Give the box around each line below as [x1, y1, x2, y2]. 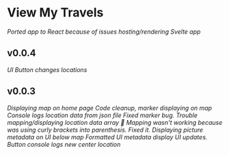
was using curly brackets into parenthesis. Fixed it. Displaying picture [7, 126, 204, 134]
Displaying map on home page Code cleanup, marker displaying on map [7, 104, 213, 112]
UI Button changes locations [7, 65, 87, 73]
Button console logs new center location [7, 140, 121, 148]
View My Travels [7, 5, 104, 21]
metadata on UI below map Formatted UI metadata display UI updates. [7, 132, 208, 141]
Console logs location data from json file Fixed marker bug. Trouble [7, 111, 198, 119]
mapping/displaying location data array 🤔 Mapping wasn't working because [7, 118, 223, 126]
